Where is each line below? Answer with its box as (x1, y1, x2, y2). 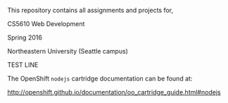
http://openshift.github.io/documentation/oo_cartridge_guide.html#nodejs (7, 88, 221, 96)
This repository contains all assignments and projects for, (7, 6, 174, 14)
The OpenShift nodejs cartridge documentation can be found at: (7, 74, 193, 83)
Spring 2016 (7, 33, 42, 42)
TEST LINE (7, 61, 39, 69)
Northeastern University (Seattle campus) (7, 47, 129, 55)
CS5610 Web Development (7, 20, 85, 28)
